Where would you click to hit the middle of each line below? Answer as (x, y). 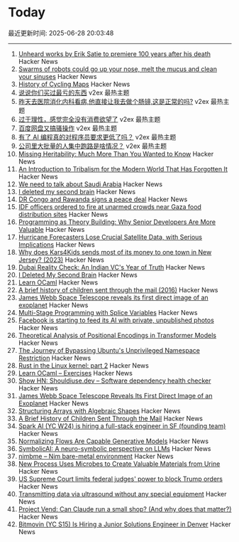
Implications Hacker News (56, 244)
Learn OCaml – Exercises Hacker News (76, 373)
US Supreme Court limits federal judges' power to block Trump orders (120, 479)
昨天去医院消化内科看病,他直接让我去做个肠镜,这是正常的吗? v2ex (113, 101)
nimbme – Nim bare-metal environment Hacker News (96, 456)
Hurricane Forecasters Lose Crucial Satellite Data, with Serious (110, 237)
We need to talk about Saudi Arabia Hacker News (90, 184)
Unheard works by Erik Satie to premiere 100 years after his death (115, 53)
